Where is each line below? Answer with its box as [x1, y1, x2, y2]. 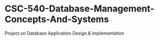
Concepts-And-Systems [5, 13, 109, 25]
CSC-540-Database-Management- [5, 3, 154, 14]
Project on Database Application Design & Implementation [5, 30, 124, 36]
